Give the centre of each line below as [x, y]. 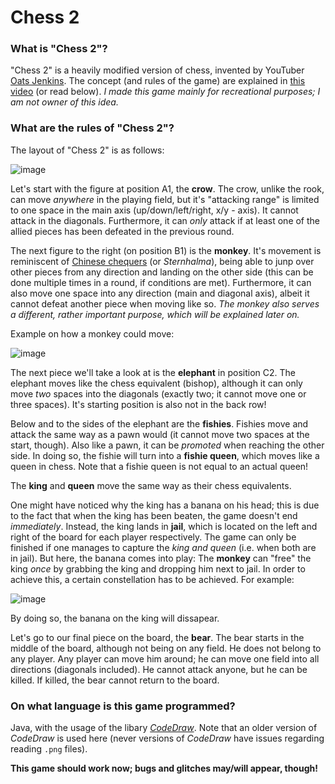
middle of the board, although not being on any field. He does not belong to [166, 648]
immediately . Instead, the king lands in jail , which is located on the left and [164, 526]
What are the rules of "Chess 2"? [92, 128]
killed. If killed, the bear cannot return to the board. [115, 680]
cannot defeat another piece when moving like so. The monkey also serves [165, 303]
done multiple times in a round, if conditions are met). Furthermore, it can [161, 282]
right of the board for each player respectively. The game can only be [153, 537]
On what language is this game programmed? [123, 706]
